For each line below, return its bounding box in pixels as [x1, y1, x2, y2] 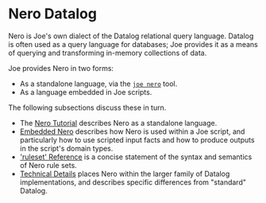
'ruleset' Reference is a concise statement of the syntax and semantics [19, 152, 253, 162]
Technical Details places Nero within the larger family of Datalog [19, 169, 230, 178]
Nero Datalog [8, 5, 98, 23]
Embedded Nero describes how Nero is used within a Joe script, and [19, 127, 245, 136]
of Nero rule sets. [19, 160, 77, 170]
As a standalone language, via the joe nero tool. [19, 79, 178, 88]
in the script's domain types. [19, 143, 114, 153]
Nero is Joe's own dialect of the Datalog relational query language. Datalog [8, 31, 254, 41]
